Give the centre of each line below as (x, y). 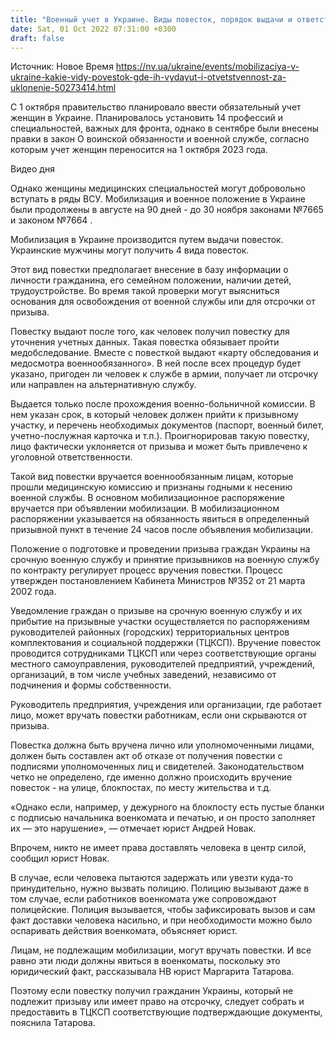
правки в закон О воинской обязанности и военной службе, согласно (160, 139)
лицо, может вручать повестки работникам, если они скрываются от (159, 715)
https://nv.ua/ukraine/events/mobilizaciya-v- (207, 67)
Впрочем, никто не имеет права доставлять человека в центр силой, (158, 848)
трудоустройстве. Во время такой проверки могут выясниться (145, 291)
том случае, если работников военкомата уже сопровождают (143, 899)
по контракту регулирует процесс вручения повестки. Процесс (146, 570)
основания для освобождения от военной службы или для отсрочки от (163, 302)
